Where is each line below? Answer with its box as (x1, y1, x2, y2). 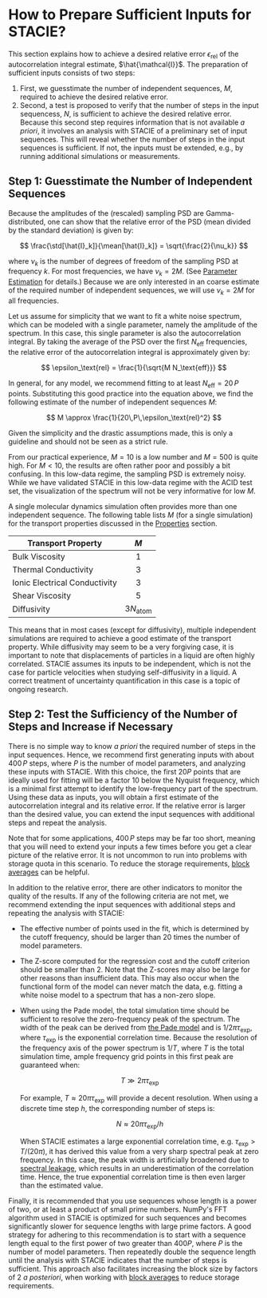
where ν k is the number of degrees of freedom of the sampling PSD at (8, 256, 239, 268)
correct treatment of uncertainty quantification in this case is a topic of (8, 675, 241, 685)
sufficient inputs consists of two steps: (8, 68, 135, 78)
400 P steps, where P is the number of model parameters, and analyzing (8, 758, 245, 768)
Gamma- (206, 208, 235, 217)
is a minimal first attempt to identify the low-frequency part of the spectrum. (8, 783, 258, 793)
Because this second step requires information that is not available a (19, 117, 245, 127)
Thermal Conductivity (12, 563, 94, 575)
